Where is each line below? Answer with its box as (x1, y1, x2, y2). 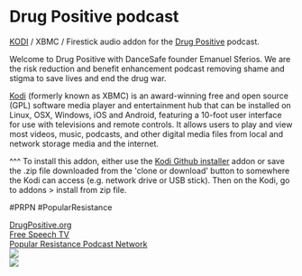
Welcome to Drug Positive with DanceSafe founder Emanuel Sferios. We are (9, 53, 291, 64)
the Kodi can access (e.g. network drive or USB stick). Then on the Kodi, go (9, 174, 290, 186)
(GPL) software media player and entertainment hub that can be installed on (9, 99, 291, 110)
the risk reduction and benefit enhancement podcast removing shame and (9, 63, 286, 74)
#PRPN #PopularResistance (9, 201, 113, 213)
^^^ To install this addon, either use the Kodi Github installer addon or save (9, 155, 286, 166)
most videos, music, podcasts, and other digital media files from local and (9, 128, 284, 139)
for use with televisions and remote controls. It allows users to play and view (9, 119, 293, 130)
